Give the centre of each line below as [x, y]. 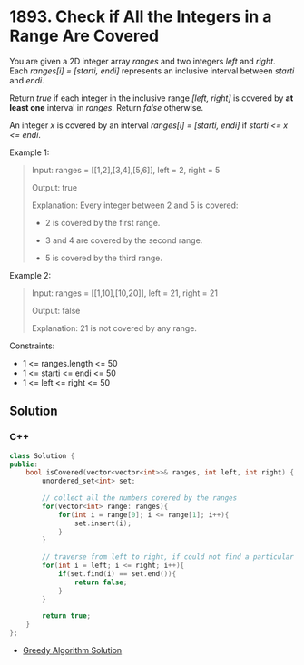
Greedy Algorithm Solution [72, 650]
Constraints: [32, 346]
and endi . [27, 80]
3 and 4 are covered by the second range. [124, 240]
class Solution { [42, 455]
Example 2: [30, 275]
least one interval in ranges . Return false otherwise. [107, 107]
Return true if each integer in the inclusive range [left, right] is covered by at [152, 98]
